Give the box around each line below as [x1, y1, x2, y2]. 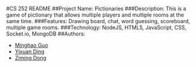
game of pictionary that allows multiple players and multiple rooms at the [6, 11, 184, 18]
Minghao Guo [14, 42, 49, 49]
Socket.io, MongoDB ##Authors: [6, 30, 86, 37]
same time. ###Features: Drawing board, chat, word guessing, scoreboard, [6, 18, 190, 24]
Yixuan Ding [14, 48, 45, 55]
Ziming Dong [14, 55, 46, 61]
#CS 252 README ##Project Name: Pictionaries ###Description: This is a [6, 5, 186, 12]
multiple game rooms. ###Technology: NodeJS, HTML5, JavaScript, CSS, [6, 24, 187, 31]
